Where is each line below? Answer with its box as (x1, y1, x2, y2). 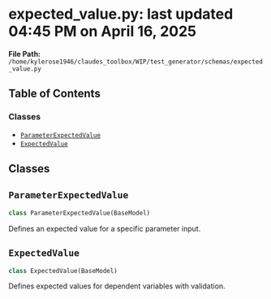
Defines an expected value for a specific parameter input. (8, 223, 201, 233)
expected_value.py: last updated (8, 5, 234, 24)
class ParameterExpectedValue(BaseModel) (8, 209, 151, 217)
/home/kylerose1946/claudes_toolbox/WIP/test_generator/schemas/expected (8, 58, 264, 66)
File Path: (8, 49, 41, 58)
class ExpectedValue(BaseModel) (8, 266, 118, 275)
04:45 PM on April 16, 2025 (8, 22, 197, 41)
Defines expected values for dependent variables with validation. (8, 281, 226, 291)
